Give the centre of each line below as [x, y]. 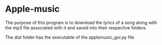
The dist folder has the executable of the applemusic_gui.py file [70, 37]
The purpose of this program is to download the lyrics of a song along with [81, 22]
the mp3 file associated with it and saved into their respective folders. [76, 27]
